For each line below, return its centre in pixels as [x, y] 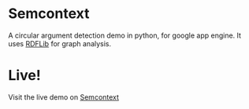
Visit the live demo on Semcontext [64, 97]
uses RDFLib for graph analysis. [60, 43]
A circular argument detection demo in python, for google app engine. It [125, 35]
